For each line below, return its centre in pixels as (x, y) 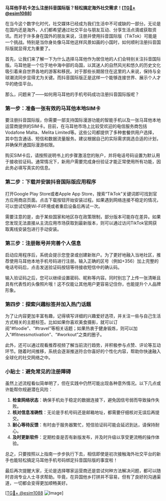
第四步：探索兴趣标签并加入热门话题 (48, 304)
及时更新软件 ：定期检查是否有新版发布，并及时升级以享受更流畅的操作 (84, 437)
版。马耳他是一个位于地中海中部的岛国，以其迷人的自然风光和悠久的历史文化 (83, 65)
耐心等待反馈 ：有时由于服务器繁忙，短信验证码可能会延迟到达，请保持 (84, 425)
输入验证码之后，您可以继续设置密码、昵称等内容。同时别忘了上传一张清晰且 (83, 278)
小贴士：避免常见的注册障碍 (38, 372)
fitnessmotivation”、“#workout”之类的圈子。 (59, 335)
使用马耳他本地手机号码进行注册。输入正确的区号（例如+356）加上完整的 (84, 261)
